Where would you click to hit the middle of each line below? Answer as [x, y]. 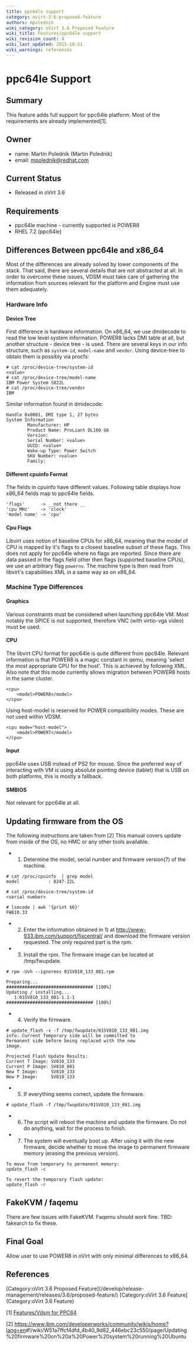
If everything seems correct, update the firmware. [84, 1094]
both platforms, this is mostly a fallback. [54, 776]
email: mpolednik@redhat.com [52, 160]
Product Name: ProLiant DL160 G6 [68, 430]
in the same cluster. [30, 678]
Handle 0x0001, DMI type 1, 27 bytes [52, 415]
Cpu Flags [19, 527]
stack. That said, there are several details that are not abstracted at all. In [94, 270]
